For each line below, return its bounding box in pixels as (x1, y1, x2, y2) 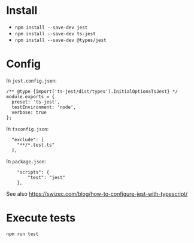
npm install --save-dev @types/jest (14, 37, 107, 43)
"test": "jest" (28, 174, 66, 180)
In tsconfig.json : (6, 125, 49, 132)
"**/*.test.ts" (17, 142, 55, 148)
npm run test (6, 231, 39, 237)
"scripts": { (17, 169, 50, 175)
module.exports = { (6, 93, 55, 99)
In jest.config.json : (6, 77, 57, 84)
